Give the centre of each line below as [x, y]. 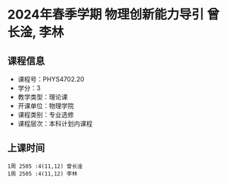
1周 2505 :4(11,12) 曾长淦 [45, 166]
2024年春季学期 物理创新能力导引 [106, 15]
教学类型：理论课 [43, 97]
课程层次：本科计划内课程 [55, 124]
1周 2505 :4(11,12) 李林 [43, 174]
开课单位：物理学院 [46, 106]
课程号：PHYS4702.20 [51, 79]
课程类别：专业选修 [46, 115]
